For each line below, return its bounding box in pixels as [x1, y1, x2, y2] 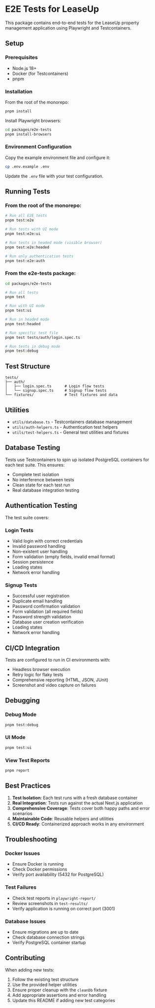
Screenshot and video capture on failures [12, 682, 96, 688]
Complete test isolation [12, 471, 59, 477]
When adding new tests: [5, 967, 55, 973]
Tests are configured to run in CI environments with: [5, 657, 111, 663]
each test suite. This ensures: [5, 462, 65, 468]
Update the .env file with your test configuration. [5, 173, 104, 179]
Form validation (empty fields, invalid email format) [12, 553, 116, 560]
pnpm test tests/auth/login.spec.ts [5, 335, 80, 340]
